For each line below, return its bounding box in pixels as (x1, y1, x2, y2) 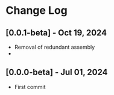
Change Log (5, 4, 68, 17)
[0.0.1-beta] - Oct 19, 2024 (5, 28, 107, 38)
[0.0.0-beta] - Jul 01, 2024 (5, 67, 108, 78)
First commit (14, 83, 46, 90)
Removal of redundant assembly (14, 43, 95, 51)
